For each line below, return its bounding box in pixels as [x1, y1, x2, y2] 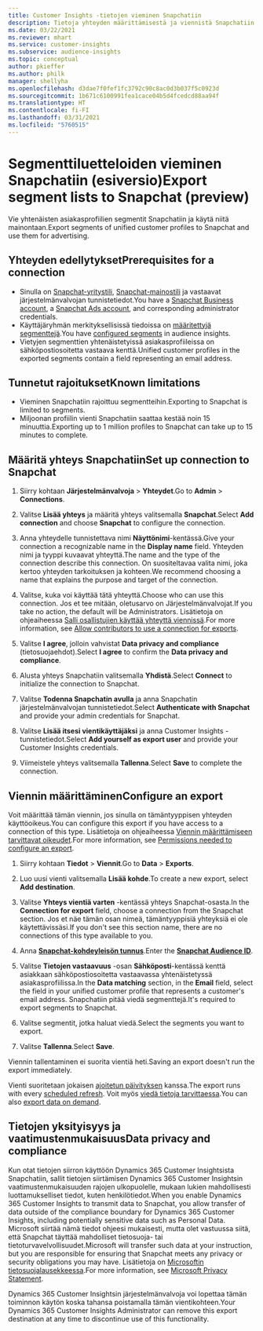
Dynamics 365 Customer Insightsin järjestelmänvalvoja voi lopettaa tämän [8, 1289, 247, 1298]
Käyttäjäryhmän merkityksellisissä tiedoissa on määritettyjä [19, 320, 212, 330]
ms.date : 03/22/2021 [8, 26, 76, 34]
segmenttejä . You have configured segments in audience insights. [19, 328, 232, 338]
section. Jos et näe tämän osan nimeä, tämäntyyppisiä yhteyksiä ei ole [19, 914, 249, 923]
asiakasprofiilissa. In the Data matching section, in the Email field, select [19, 978, 254, 987]
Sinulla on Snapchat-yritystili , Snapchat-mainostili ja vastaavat [19, 287, 221, 296]
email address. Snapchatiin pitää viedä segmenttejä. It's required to [19, 994, 236, 1004]
